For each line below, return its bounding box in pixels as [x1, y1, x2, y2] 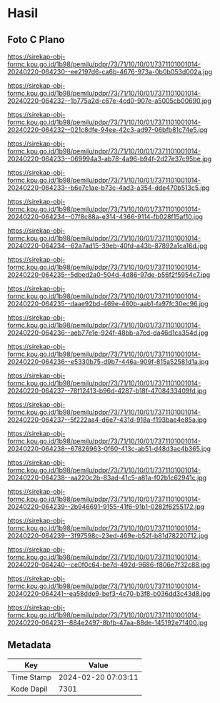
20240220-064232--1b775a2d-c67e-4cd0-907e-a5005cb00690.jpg [7, 96, 212, 105]
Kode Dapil [11, 684, 48, 694]
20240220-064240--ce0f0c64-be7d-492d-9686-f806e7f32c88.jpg [7, 560, 211, 569]
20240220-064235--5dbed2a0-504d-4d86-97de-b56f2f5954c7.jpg [7, 270, 211, 279]
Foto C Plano [7, 34, 65, 46]
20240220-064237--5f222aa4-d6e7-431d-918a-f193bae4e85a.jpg [7, 415, 207, 424]
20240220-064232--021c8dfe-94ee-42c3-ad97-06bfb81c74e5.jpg [7, 126, 209, 133]
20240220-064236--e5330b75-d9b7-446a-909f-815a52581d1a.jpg [7, 358, 209, 365]
